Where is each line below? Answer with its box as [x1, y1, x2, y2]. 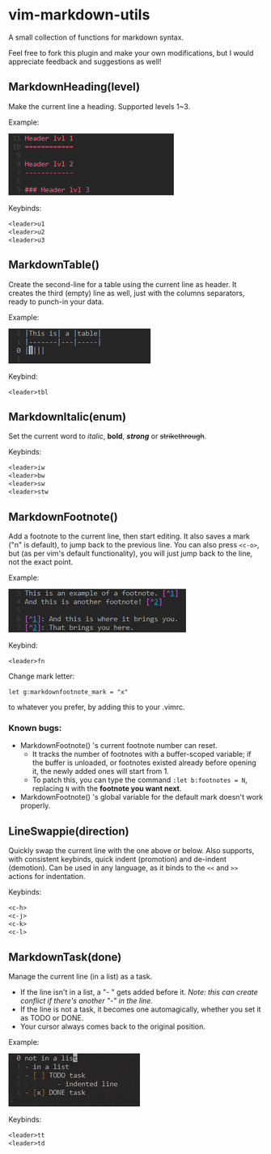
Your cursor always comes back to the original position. [19, 1021, 206, 1032]
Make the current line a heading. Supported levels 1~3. [8, 101, 191, 111]
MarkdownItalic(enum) [8, 410, 127, 424]
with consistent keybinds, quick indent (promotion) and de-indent [8, 855, 227, 864]
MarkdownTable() [8, 258, 100, 272]
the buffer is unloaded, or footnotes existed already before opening [32, 758, 256, 767]
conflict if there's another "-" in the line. [19, 996, 154, 1006]
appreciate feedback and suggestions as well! [8, 57, 162, 66]
